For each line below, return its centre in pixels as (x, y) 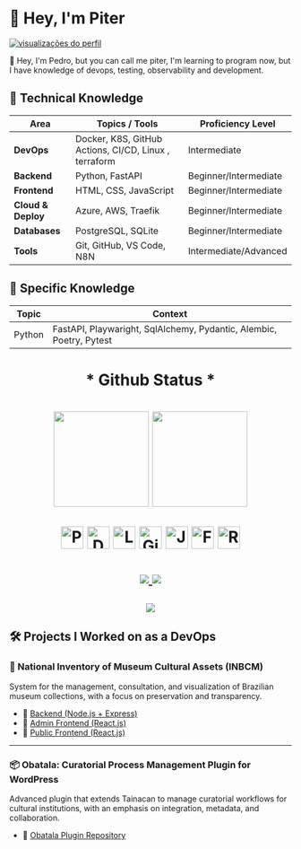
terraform (95, 161)
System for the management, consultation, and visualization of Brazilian (142, 687)
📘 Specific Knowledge (72, 289)
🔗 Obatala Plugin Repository (74, 835)
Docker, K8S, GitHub (119, 138)
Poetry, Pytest (82, 340)
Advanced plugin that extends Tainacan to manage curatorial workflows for (148, 799)
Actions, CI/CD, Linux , (122, 150)
